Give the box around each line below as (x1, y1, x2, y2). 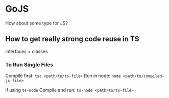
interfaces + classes (5, 48, 48, 54)
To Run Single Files (5, 61, 54, 68)
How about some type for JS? (5, 20, 68, 26)
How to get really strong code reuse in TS (5, 35, 139, 43)
